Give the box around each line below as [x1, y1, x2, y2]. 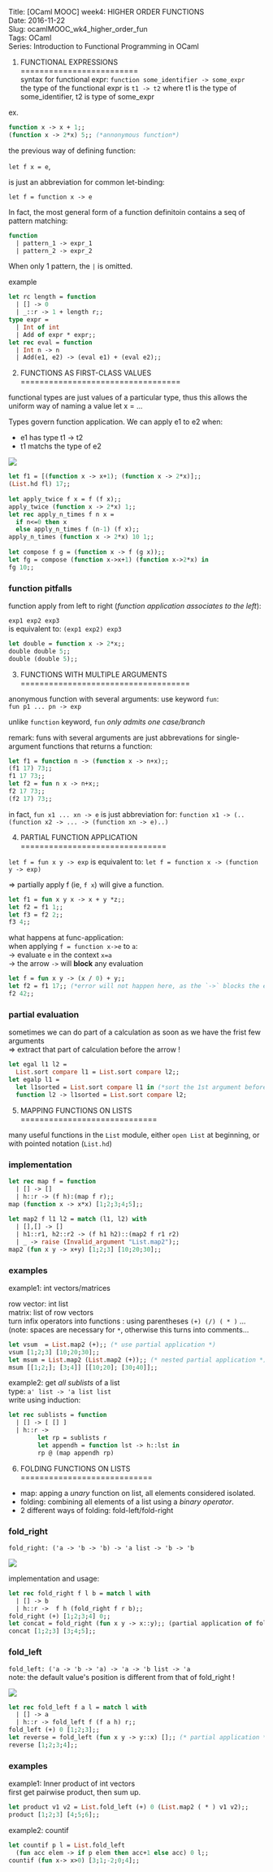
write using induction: [8, 1395, 81, 1405]
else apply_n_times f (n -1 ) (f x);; [15, 525, 140, 534]
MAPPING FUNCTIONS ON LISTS [19, 1105, 132, 1115]
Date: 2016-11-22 [8, 15, 66, 25]
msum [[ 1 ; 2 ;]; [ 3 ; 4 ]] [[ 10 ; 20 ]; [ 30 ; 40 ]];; [8, 1363, 158, 1371]
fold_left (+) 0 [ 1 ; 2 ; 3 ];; [8, 1725, 100, 1734]
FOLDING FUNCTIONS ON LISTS [19, 1463, 131, 1473]
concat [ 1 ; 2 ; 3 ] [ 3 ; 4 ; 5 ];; [8, 1627, 96, 1635]
